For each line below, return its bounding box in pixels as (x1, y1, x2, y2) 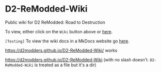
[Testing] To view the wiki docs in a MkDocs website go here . (5, 38, 129, 44)
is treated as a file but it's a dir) (34, 62, 97, 68)
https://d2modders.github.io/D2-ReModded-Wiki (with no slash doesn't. (5, 57, 149, 62)
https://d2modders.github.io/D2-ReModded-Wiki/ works (5, 47, 117, 53)
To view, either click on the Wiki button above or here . (5, 29, 113, 34)
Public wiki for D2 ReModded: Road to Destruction (5, 19, 106, 25)
